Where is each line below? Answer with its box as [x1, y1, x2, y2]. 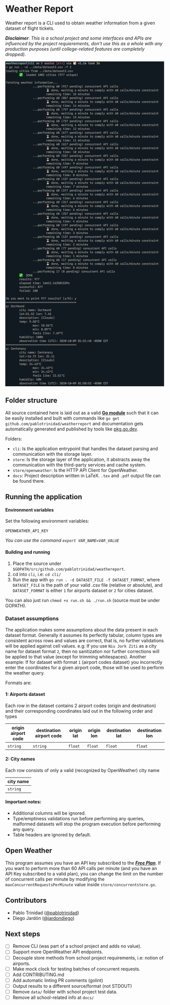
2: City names [5, 756, 35, 762]
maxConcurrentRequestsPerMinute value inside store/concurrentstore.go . [5, 881, 157, 887]
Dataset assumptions [5, 615, 59, 622]
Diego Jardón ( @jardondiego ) [12, 915, 75, 921]
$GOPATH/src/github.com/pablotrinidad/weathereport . [12, 565, 125, 572]
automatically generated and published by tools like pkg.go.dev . [5, 426, 138, 432]
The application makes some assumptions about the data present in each [5, 626, 158, 632]
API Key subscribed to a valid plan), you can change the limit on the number [5, 870, 163, 877]
